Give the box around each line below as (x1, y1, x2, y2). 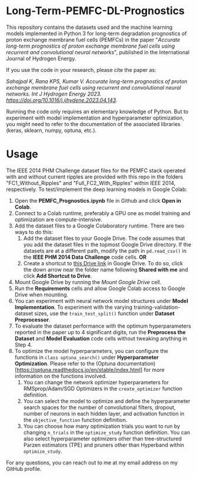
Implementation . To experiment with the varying (14, 304, 133, 311)
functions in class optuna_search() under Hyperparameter (14, 354, 159, 361)
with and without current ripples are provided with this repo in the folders (6, 173, 183, 180)
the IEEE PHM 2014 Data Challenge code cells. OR (23, 253, 147, 261)
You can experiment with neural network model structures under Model (14, 297, 188, 304)
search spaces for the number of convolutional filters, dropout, (23, 404, 176, 411)
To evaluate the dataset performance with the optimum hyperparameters (14, 322, 191, 329)
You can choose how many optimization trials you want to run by (23, 423, 181, 430)
